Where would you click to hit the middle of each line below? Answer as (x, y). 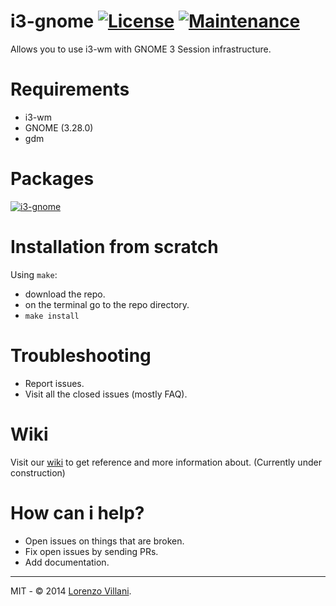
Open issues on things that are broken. (104, 541)
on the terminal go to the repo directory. (107, 304)
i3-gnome (52, 21)
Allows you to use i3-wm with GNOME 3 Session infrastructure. (141, 49)
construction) (38, 472)
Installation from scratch (114, 247)
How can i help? (77, 512)
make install (52, 316)
